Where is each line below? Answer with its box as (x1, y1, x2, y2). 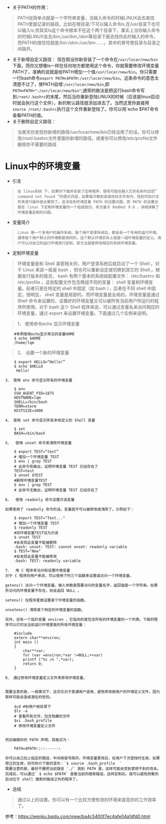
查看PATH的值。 (12, 112, 46, 118)
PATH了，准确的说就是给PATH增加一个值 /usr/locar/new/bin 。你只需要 (12, 69, 158, 74)
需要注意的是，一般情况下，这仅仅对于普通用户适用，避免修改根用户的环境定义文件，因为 (5, 689, 160, 694)
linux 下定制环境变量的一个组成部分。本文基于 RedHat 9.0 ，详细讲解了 (27, 205, 160, 209)
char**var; (23, 648, 46, 653)
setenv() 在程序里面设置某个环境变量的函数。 (5, 598, 88, 603)
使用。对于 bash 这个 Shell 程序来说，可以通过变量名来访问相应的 (26, 304, 160, 310)
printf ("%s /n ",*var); (23, 657, 74, 662)
